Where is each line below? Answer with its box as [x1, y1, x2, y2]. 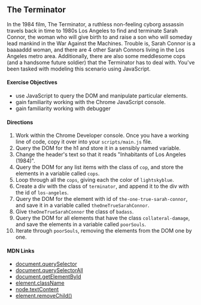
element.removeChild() [15, 292, 72, 300]
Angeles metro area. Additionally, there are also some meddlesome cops [7, 52, 186, 59]
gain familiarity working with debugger [15, 105, 111, 112]
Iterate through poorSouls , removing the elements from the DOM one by [15, 227, 192, 234]
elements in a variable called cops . [15, 170, 100, 177]
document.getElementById [15, 273, 81, 280]
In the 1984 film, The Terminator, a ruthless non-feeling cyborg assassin [7, 20, 184, 28]
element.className [15, 279, 65, 286]
